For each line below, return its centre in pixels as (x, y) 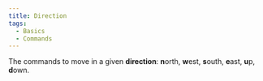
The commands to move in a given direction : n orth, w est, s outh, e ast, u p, (132, 62)
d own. (19, 70)
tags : (17, 23)
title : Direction (38, 16)
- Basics (30, 31)
